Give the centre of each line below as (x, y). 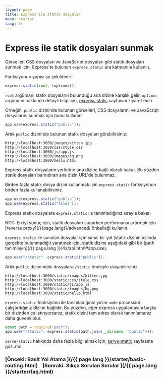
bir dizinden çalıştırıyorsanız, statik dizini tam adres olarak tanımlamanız (78, 313)
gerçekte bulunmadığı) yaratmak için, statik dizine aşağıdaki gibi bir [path (80, 243)
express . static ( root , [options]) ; (41, 86)
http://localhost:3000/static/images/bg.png (52, 289)
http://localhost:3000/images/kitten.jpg (49, 143)
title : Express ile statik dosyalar (43, 14)
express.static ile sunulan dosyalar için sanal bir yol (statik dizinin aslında (81, 237)
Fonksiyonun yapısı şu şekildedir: (39, 77)
